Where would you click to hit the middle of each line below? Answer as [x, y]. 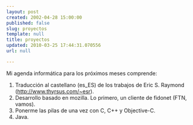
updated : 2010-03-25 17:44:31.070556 [54, 46]
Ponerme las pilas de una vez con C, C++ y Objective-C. [85, 110]
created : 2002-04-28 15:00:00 [44, 17]
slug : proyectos [27, 29]
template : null [25, 34]
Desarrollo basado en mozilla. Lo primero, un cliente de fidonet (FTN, [101, 97]
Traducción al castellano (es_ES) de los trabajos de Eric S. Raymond [100, 85]
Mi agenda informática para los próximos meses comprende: [82, 73]
